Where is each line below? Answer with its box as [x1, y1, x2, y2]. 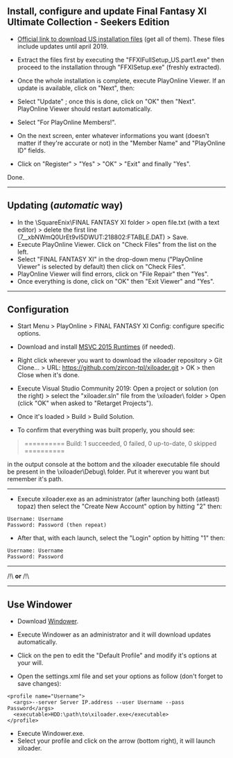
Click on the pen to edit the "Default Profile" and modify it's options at [17, 651, 217, 660]
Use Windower [7, 598, 73, 610]
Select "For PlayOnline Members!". [17, 118, 116, 126]
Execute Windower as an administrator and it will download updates [17, 630, 212, 639]
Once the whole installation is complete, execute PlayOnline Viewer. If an [17, 76, 225, 85]
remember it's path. [7, 475, 64, 483]
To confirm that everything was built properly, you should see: [17, 426, 196, 434]
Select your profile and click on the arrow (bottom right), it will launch [17, 737, 216, 745]
